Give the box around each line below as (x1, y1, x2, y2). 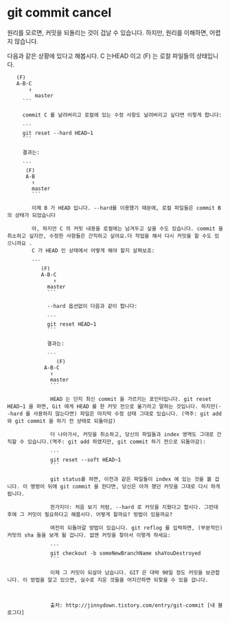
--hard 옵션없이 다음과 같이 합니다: (47, 302, 138, 309)
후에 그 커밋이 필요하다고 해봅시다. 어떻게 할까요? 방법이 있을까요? (7, 511, 173, 518)
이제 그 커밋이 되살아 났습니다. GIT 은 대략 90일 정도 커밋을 (50, 569, 203, 576)
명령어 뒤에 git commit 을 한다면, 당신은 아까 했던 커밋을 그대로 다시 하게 (30, 483, 221, 490)
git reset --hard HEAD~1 (22, 129, 94, 136)
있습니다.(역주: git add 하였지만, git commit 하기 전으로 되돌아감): (27, 438, 206, 445)
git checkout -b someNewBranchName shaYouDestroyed (50, 550, 201, 557)
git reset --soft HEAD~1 (50, 456, 122, 463)
